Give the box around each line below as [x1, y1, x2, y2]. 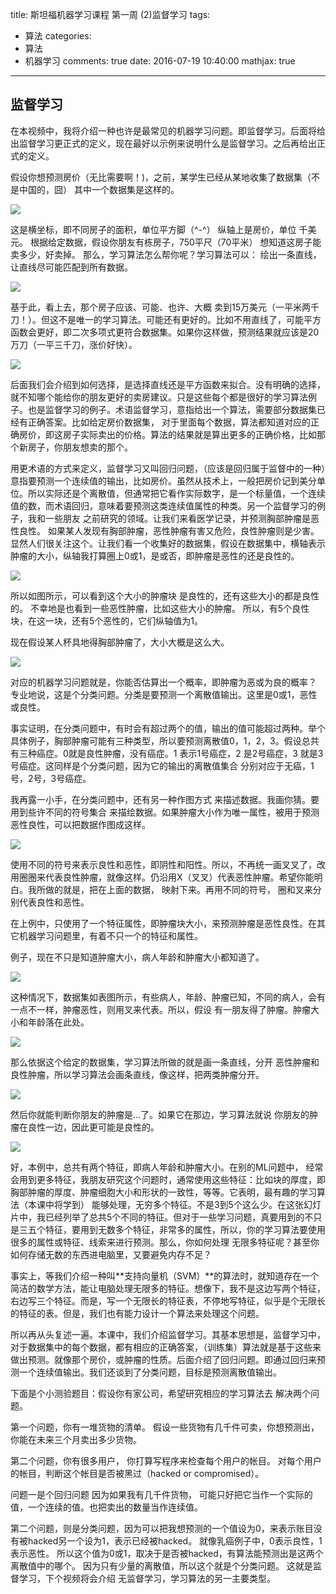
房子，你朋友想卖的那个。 [27, 441, 133, 453]
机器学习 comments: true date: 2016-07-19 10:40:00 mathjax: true [24, 55, 296, 67]
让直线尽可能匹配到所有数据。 [10, 261, 133, 273]
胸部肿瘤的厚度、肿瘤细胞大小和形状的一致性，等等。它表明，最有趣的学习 [10, 1186, 317, 1198]
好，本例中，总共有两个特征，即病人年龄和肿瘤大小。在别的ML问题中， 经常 [10, 1161, 324, 1173]
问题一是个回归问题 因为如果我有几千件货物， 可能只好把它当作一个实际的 [10, 1488, 313, 1500]
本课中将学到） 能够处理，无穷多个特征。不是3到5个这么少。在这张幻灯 [27, 1198, 322, 1210]
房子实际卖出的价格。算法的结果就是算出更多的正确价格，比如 [62, 428, 317, 440]
